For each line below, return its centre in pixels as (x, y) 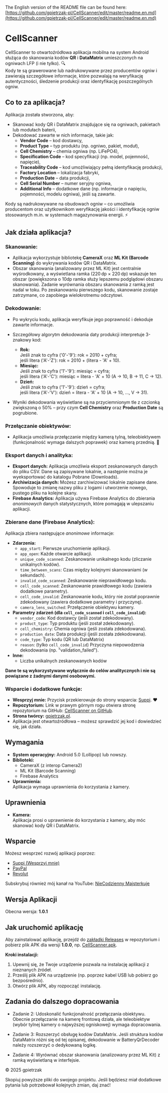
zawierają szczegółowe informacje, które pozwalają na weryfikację (74, 76)
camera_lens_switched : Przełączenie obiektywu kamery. (77, 607)
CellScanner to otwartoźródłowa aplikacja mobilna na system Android (77, 52)
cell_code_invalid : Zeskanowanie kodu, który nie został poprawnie (90, 596)
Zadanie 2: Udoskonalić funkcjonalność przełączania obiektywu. (79, 1014)
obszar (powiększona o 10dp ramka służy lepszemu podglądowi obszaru (88, 279)
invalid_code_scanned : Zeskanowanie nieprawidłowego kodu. (83, 580)
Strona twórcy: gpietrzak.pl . (42, 716)
